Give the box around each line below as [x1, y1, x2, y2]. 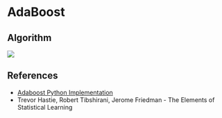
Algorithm [7, 32, 52, 44]
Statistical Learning [17, 103, 73, 111]
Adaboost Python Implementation [17, 88, 113, 96]
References [7, 70, 58, 82]
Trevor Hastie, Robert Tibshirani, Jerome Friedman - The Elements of [17, 95, 215, 104]
